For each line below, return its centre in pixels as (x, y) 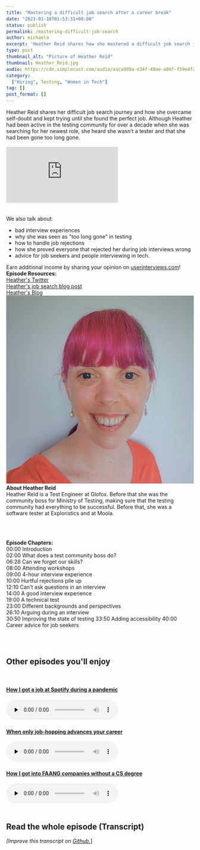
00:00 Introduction (29, 549)
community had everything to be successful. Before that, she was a (89, 507)
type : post (20, 51)
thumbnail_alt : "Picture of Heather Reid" (60, 57)
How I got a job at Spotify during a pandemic (62, 690)
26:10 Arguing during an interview (48, 612)
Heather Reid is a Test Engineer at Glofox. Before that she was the (87, 494)
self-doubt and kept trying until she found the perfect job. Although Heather (99, 118)
